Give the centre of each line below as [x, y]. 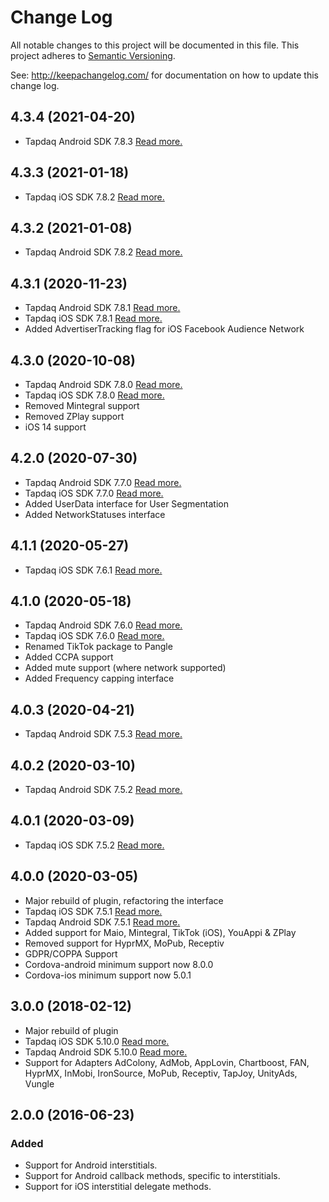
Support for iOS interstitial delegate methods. [118, 1187]
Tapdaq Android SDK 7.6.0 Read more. [103, 625]
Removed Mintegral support [82, 405]
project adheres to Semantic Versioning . [93, 55]
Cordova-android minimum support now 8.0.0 [119, 964]
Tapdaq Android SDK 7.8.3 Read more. [103, 141]
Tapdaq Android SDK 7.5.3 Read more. [103, 734]
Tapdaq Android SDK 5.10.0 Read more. [106, 1052]
